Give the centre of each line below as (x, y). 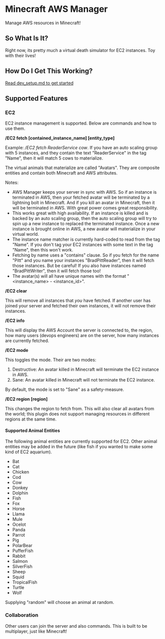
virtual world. (26, 234)
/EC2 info (15, 321)
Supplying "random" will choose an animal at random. (60, 602)
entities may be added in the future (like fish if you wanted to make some (79, 447)
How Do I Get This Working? (49, 71)
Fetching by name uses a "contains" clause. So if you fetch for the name (85, 255)
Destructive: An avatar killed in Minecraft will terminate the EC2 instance (85, 370)
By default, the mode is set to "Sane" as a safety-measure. (65, 389)
